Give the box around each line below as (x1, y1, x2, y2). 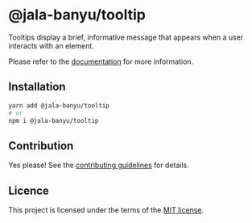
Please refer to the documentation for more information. (8, 57, 194, 66)
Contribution (8, 139, 74, 153)
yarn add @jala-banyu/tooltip (8, 101, 110, 110)
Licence (8, 183, 50, 197)
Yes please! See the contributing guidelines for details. (8, 160, 189, 170)
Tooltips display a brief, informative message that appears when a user (8, 32, 244, 42)
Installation (8, 80, 66, 94)
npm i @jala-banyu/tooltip (8, 116, 99, 124)
